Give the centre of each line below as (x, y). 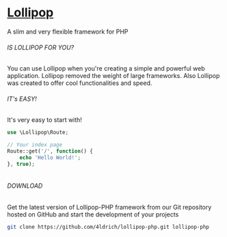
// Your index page (35, 145)
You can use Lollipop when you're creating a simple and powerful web (106, 68)
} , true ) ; (21, 164)
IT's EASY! (22, 99)
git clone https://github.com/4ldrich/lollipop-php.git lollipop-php (108, 227)
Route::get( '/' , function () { (50, 151)
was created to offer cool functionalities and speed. (80, 83)
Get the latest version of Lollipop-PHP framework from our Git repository (109, 207)
